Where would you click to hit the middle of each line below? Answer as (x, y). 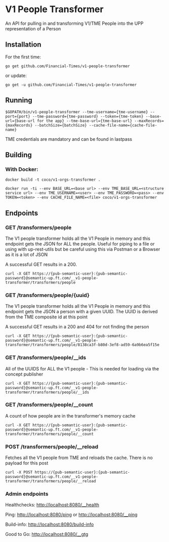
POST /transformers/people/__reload (52, 446)
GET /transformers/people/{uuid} (48, 295)
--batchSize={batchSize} (61, 125)
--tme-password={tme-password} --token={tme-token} (88, 116)
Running (19, 100)
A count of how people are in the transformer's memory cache (70, 415)
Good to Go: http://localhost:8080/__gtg (47, 534)
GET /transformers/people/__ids (46, 358)
